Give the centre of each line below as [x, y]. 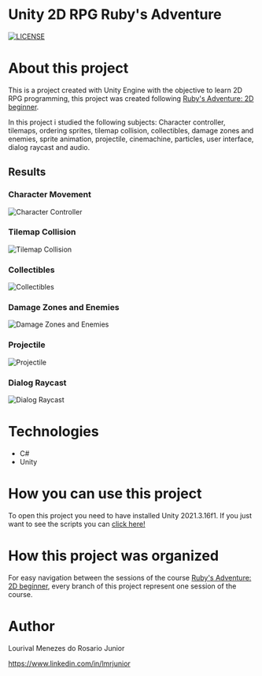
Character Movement [50, 195]
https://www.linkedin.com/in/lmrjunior [70, 663]
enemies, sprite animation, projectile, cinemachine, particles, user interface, [131, 139]
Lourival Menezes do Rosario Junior [66, 648]
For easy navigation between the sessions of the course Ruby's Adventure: [130, 577]
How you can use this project [105, 494]
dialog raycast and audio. [49, 147]
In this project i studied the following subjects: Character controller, [117, 122]
